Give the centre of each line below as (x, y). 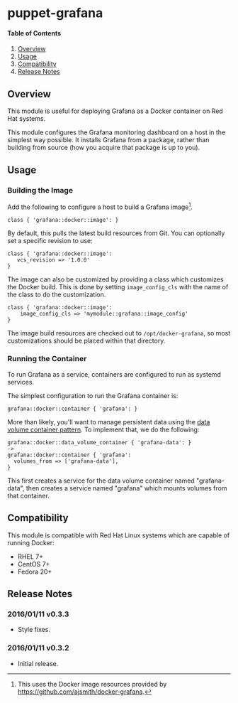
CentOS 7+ (34, 564)
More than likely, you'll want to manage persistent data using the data (109, 422)
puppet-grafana (55, 13)
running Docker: (31, 542)
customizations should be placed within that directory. (86, 340)
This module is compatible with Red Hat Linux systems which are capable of (119, 535)
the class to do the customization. (57, 294)
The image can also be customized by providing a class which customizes (116, 279)
